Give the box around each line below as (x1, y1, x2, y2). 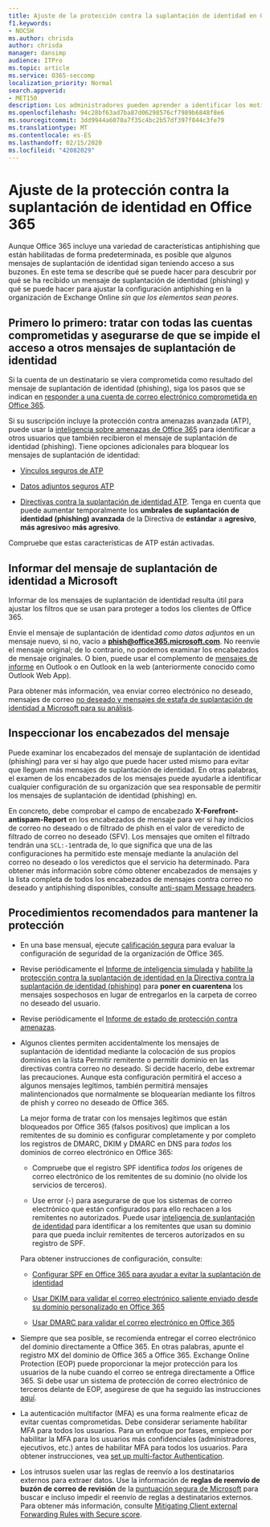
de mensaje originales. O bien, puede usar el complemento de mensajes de (8, 653, 258, 663)
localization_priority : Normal (8, 79, 113, 87)
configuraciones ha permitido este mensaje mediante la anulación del (8, 848, 239, 858)
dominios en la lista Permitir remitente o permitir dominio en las (19, 1055, 229, 1064)
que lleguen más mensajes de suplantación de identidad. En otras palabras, (8, 765, 259, 774)
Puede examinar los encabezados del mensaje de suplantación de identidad (8, 748, 260, 757)
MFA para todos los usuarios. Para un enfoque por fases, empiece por (19, 1425, 252, 1435)
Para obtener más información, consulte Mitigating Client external (19, 1500, 238, 1510)
